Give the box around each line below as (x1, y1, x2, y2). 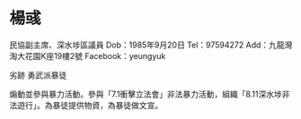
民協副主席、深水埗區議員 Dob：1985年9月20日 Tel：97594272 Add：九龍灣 (9, 39, 293, 50)
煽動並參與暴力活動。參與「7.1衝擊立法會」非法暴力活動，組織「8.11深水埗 (9, 89, 283, 99)
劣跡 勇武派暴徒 (9, 69, 67, 81)
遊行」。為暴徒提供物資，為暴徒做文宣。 (16, 99, 164, 110)
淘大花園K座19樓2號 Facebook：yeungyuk (9, 50, 166, 61)
